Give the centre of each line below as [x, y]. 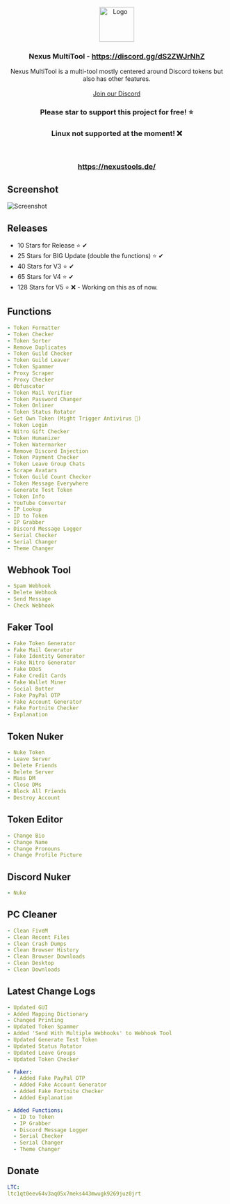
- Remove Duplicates [37, 347]
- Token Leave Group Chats [46, 464]
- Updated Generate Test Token [52, 1040]
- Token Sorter [29, 341]
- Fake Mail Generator [40, 650]
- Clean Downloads [34, 970]
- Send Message [29, 599]
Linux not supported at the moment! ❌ [117, 134]
